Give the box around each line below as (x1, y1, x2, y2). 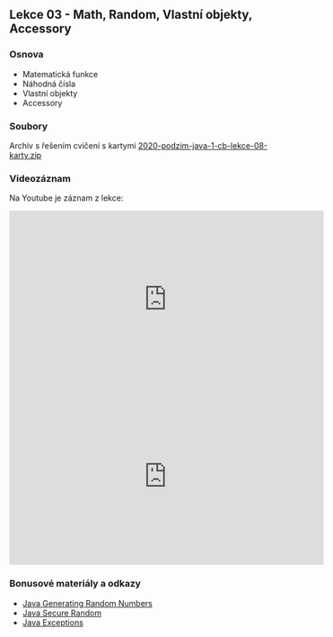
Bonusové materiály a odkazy (9, 578, 142, 590)
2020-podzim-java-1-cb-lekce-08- (137, 139, 267, 151)
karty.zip (9, 149, 42, 160)
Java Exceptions (22, 616, 83, 628)
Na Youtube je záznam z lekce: (9, 193, 124, 203)
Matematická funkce (22, 68, 99, 79)
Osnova (9, 49, 44, 61)
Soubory (9, 120, 48, 132)
